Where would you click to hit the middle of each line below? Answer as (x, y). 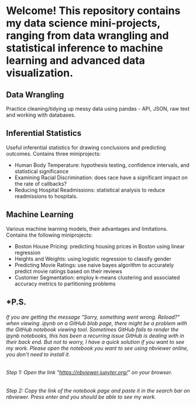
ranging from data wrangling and (87, 36)
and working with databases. (41, 115)
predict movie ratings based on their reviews (68, 271)
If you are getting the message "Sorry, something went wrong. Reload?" (93, 317)
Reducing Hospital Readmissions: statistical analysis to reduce (90, 190)
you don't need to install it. (38, 354)
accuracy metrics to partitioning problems (65, 284)
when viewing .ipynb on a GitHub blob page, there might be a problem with (97, 323)
